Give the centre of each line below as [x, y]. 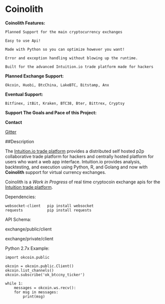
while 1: [14, 283]
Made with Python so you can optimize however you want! [65, 49]
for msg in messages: [36, 292]
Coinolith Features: [25, 23]
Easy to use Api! [23, 41]
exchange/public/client [28, 229]
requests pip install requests [48, 210]
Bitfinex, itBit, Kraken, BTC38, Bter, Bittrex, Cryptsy [65, 103]
